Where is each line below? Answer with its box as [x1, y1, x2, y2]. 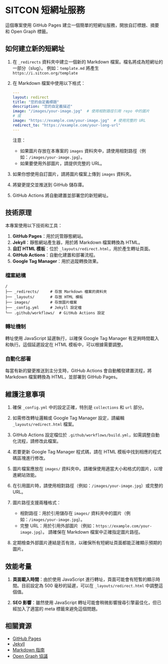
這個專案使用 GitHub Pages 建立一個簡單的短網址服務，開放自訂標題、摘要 [5, 22, 159, 28]
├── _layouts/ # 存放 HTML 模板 [5, 294, 84, 299]
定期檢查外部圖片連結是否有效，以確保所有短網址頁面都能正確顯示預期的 [12, 540, 162, 546]
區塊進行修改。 [17, 455, 48, 461]
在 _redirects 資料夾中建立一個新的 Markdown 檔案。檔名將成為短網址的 [12, 59, 163, 65]
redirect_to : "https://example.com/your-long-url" [12, 122, 121, 128]
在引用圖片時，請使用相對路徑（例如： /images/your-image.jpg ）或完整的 [12, 482, 163, 489]
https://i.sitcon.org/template [12, 71, 78, 76]
